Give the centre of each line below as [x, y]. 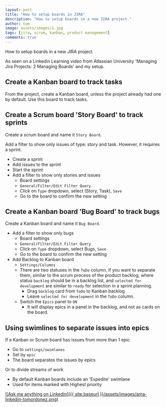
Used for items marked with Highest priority [57, 385]
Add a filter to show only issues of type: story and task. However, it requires [83, 144]
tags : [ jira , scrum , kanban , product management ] [57, 33]
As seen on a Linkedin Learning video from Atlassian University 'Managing [81, 61]
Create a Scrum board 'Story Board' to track [74, 115]
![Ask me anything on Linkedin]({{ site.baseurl [52, 394]
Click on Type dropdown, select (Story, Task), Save [71, 191]
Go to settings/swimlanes [39, 349]
